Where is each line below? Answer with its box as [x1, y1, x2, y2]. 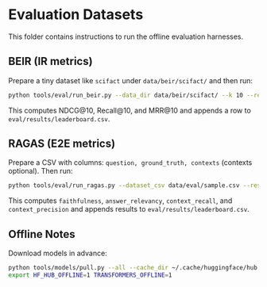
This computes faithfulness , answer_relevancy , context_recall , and [8, 196, 233, 205]
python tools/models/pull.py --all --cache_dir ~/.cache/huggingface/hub [8, 264, 258, 272]
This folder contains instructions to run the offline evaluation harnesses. [8, 32, 244, 41]
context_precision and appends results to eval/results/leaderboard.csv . [8, 205, 250, 214]
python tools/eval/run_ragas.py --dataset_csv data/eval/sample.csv [8, 182, 240, 189]
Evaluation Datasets [8, 6, 144, 24]
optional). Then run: [8, 166, 73, 176]
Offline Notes [8, 228, 75, 241]
